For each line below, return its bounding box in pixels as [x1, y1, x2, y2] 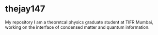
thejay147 [5, 3, 45, 14]
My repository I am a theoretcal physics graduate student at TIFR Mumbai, [5, 19, 154, 25]
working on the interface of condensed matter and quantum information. [5, 24, 150, 30]
